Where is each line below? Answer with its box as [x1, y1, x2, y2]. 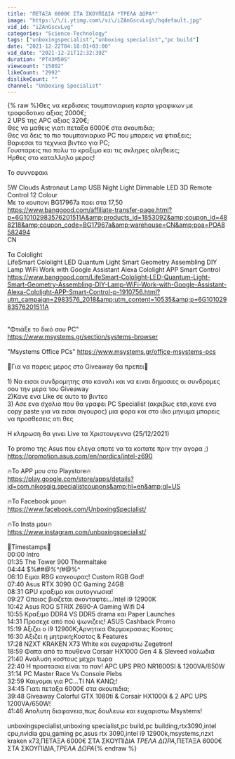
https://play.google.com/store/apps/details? [7, 475, 135, 483]
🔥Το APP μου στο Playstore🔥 [7, 467, 91, 475]
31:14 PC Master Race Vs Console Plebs [7, 670, 123, 678]
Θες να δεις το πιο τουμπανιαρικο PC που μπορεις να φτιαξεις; [7, 131, 192, 140]
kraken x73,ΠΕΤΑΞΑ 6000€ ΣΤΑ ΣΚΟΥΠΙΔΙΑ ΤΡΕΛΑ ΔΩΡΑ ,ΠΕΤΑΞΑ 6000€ [7, 737, 222, 745]
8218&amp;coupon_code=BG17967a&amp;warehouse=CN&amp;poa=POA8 [7, 220, 226, 229]
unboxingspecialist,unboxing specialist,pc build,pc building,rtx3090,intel [7, 722, 217, 730]
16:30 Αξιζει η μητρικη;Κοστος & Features [7, 633, 128, 641]
